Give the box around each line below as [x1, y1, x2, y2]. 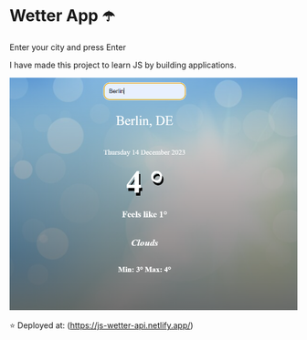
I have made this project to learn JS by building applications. [9, 59, 238, 70]
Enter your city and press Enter [9, 41, 126, 53]
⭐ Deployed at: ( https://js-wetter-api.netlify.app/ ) [9, 320, 194, 331]
